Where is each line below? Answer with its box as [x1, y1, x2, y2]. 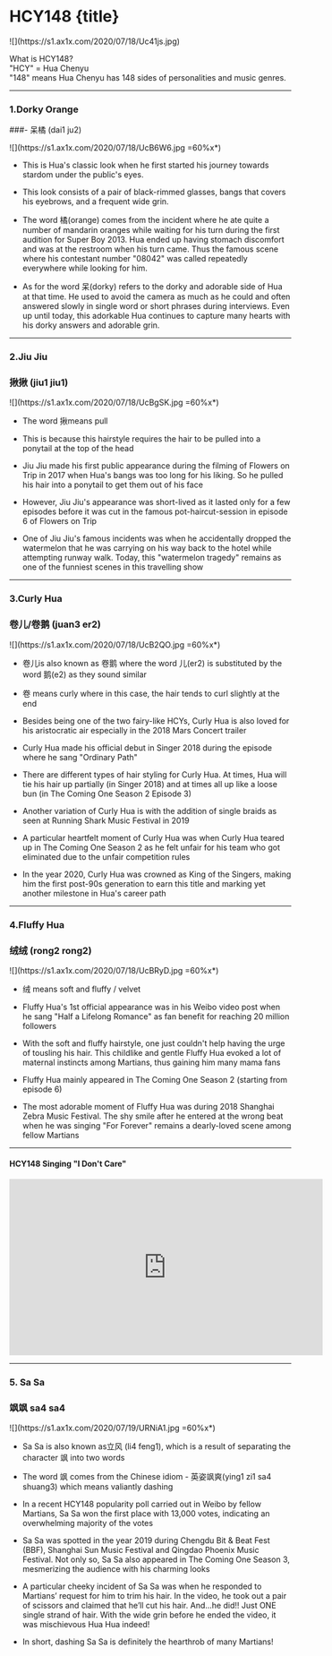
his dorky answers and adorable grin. [21, 320, 160, 330]
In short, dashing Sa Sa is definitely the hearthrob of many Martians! [21, 1636, 274, 1647]
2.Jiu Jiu [9, 351, 48, 364]
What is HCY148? [9, 53, 73, 64]
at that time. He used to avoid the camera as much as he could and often [21, 291, 291, 302]
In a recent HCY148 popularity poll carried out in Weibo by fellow [21, 1498, 262, 1510]
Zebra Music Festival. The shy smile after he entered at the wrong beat [21, 1111, 284, 1121]
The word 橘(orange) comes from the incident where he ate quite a [21, 215, 270, 226]
